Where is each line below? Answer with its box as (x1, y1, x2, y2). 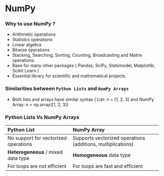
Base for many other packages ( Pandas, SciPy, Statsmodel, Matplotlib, (12, 63, 155, 68)
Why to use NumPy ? (5, 21, 56, 27)
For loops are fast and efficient (72, 163, 143, 170)
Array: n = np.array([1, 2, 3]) (12, 101, 69, 108)
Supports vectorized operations (72, 135, 145, 142)
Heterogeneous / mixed (7, 149, 63, 155)
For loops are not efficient (7, 163, 67, 170)
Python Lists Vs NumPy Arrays (5, 113, 80, 120)
